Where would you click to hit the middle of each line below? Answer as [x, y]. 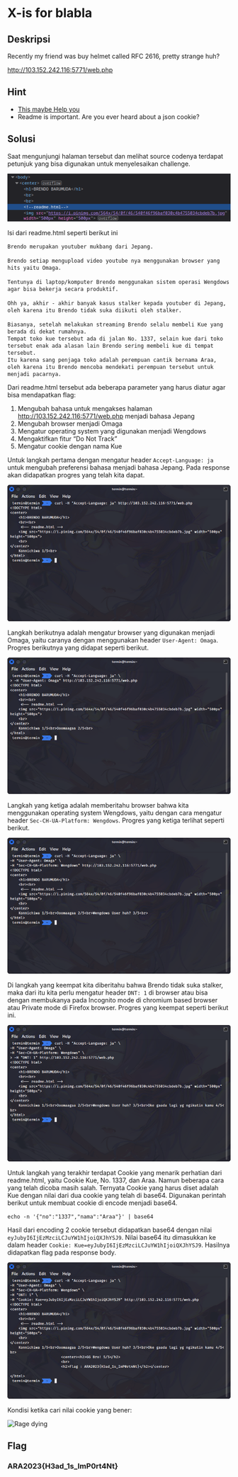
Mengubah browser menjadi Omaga [70, 424]
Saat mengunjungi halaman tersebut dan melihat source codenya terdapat [115, 156]
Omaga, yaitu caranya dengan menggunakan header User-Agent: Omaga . [113, 640]
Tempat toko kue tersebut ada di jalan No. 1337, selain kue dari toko [115, 339]
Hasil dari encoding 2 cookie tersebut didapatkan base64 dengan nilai [110, 1230]
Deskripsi [29, 39]
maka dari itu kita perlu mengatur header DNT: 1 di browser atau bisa [108, 992]
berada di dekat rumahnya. [47, 332]
